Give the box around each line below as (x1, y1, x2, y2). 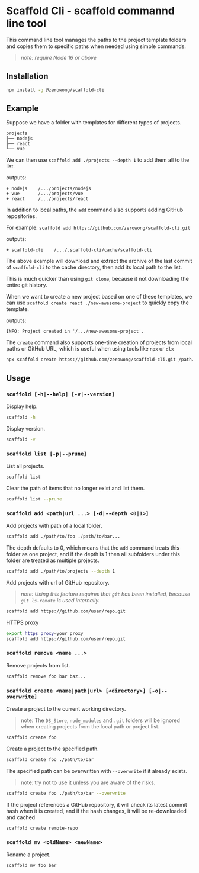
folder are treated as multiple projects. (6, 557, 99, 564)
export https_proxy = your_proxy (6, 630, 84, 636)
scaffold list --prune (6, 496, 62, 502)
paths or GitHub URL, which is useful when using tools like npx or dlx (6, 345, 174, 352)
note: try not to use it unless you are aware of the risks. (20, 779, 156, 786)
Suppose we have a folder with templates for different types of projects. (6, 119, 182, 126)
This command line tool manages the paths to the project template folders (6, 36, 187, 43)
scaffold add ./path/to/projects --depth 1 (6, 568, 115, 574)
